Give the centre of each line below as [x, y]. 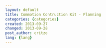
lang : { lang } [19, 38]
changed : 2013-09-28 [27, 28]
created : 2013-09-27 [27, 24]
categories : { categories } [32, 19]
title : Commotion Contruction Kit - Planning [53, 14]
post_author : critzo [27, 33]
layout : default [22, 10]
